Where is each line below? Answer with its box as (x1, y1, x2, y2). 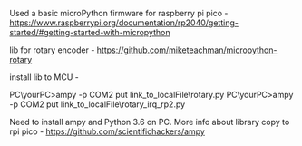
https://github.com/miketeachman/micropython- (96, 44, 278, 55)
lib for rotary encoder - (9, 44, 95, 55)
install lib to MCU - (9, 72, 80, 83)
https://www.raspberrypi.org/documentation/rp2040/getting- (9, 17, 239, 28)
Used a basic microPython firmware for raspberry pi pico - (9, 8, 229, 18)
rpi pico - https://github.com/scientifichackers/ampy (9, 126, 206, 137)
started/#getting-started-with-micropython (9, 27, 170, 37)
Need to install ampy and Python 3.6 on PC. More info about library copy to (9, 117, 290, 127)
